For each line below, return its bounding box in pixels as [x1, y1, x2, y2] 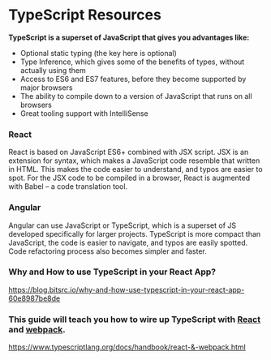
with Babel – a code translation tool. [8, 182, 128, 191]
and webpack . [8, 324, 67, 335]
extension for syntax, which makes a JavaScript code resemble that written [8, 156, 260, 165]
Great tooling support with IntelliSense [19, 108, 148, 118]
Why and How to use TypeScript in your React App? [8, 266, 217, 277]
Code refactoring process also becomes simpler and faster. [8, 246, 207, 256]
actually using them [19, 65, 87, 75]
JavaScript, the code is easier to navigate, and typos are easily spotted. [8, 238, 248, 247]
